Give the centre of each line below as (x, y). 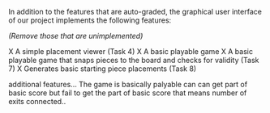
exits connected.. (37, 101)
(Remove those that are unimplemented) (76, 36)
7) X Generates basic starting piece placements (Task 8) (103, 69)
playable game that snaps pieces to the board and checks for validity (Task (134, 60)
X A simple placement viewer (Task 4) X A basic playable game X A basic (131, 51)
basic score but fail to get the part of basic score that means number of (128, 93)
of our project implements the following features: (90, 20)
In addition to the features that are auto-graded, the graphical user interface (135, 12)
